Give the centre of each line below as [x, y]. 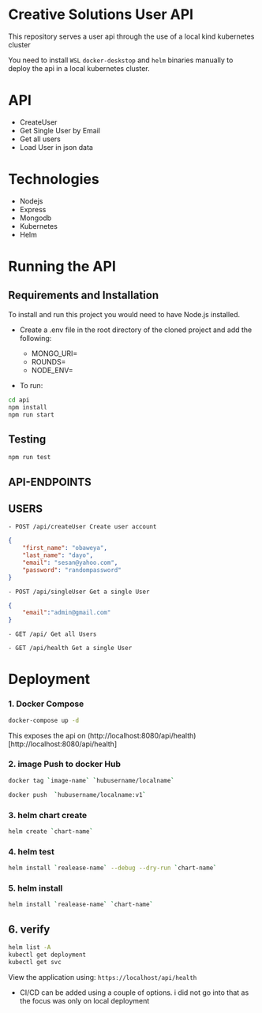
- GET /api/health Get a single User [70, 649]
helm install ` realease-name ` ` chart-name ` [81, 905]
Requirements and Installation [84, 295]
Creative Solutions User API [101, 15]
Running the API [62, 267]
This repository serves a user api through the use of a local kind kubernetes [131, 36]
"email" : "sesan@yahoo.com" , [70, 563]
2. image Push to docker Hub [64, 764]
